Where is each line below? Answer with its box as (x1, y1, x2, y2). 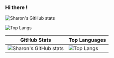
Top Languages (68, 37, 106, 44)
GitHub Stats (20, 37, 51, 44)
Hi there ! (5, 4, 28, 11)
